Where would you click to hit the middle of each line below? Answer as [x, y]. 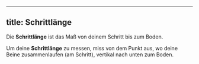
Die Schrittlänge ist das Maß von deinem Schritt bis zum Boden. [85, 37]
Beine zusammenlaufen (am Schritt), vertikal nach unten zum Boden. [90, 55]
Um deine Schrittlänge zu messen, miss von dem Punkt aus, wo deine [92, 48]
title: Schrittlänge [39, 22]
